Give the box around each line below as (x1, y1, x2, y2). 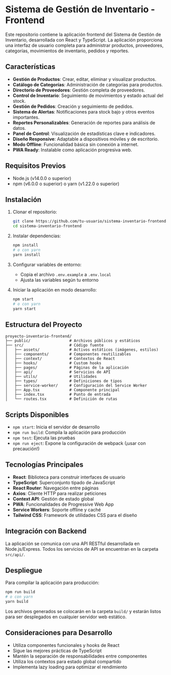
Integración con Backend (5, 527, 87, 535)
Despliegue (5, 566, 42, 575)
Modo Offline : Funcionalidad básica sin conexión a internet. (12, 141, 139, 147)
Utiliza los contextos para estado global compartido (12, 658, 121, 664)
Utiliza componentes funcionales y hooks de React (12, 642, 120, 648)
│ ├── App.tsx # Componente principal (5, 388, 120, 393)
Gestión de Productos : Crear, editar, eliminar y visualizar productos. (12, 76, 157, 82)
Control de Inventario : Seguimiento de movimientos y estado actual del (12, 92, 163, 98)
